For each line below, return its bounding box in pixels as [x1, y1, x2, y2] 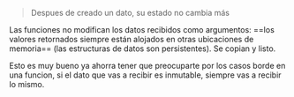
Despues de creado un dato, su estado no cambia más [30, 8, 230, 18]
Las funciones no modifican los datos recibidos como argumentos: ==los [9, 25, 275, 34]
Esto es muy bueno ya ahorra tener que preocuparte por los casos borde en [9, 61, 286, 71]
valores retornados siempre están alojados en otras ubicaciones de [9, 34, 254, 44]
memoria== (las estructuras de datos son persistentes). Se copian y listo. [9, 43, 276, 54]
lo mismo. [9, 79, 45, 89]
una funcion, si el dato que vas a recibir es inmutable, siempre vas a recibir [9, 70, 282, 80]
